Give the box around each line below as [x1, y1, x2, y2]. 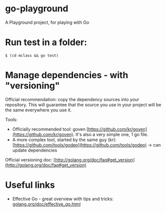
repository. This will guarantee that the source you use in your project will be [5, 102, 162, 107]
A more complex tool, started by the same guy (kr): [12, 137, 116, 143]
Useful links [5, 179, 55, 191]
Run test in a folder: [5, 37, 88, 48]
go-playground [5, 3, 68, 14]
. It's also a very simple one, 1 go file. [73, 131, 149, 137]
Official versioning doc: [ [5, 157, 55, 162]
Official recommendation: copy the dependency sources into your [5, 96, 140, 102]
